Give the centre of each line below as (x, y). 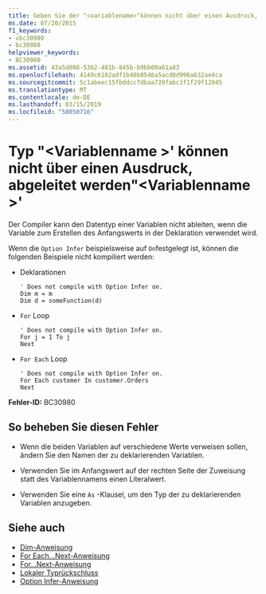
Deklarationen (43, 272)
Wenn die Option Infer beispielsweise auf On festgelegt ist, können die (123, 248)
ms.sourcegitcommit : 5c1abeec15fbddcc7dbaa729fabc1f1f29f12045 (115, 82)
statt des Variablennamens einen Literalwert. (93, 478)
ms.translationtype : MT (48, 90)
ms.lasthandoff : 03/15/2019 (55, 104)
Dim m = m (36, 293)
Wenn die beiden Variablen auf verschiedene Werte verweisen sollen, (134, 446)
